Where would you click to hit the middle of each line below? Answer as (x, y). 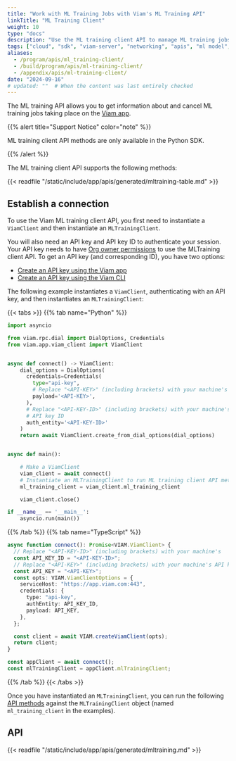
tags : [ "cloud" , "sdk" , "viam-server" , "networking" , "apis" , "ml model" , (119, 46)
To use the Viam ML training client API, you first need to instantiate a (106, 221)
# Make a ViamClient (50, 467)
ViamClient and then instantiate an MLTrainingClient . (84, 228)
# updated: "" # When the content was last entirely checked (100, 86)
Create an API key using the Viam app (72, 270)
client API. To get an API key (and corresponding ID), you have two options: (116, 257)
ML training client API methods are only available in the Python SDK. (106, 141)
